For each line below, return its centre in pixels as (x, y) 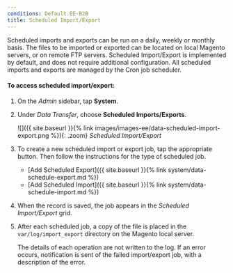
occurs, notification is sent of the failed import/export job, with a (109, 254)
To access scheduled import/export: (61, 86)
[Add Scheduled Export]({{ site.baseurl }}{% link (97, 170)
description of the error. (51, 262)
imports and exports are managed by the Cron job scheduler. (95, 70)
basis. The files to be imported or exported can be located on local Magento (116, 47)
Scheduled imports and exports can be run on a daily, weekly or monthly (111, 40)
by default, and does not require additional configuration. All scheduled (109, 62)
